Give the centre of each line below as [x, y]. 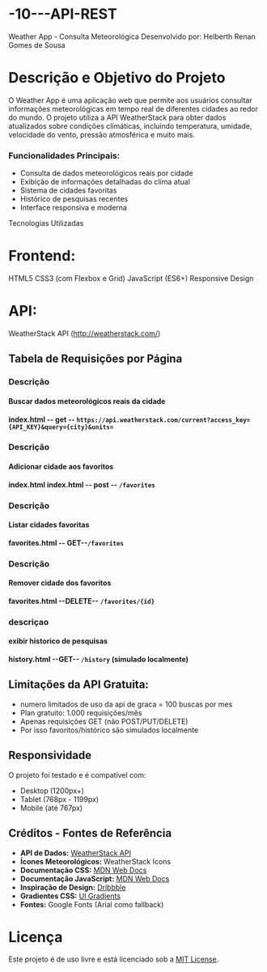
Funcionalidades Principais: [64, 155]
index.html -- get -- [42, 419]
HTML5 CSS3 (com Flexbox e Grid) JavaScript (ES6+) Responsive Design [131, 278]
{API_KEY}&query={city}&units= [61, 427]
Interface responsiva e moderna [74, 208]
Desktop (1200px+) [52, 791]
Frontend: [42, 256]
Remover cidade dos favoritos [60, 583]
